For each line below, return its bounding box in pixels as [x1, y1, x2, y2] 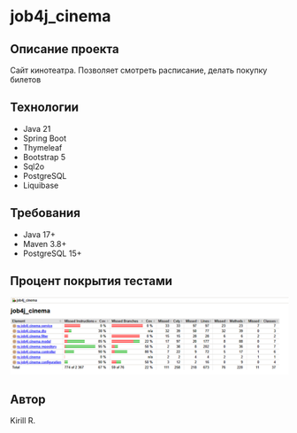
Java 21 [22, 123, 51, 134]
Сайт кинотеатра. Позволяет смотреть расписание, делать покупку [10, 65, 268, 75]
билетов [10, 74, 42, 85]
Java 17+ [22, 228, 56, 240]
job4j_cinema [10, 6, 111, 27]
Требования [10, 205, 80, 220]
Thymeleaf [22, 142, 63, 152]
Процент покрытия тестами [10, 274, 173, 289]
